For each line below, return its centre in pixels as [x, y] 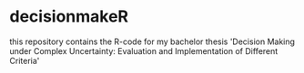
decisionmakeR [69, 17]
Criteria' [25, 60]
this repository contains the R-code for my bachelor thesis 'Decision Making [152, 41]
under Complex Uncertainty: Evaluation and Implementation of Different [144, 50]
